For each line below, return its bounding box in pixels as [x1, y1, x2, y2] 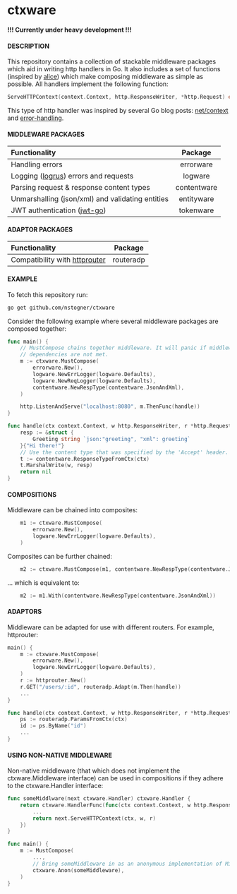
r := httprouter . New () [20, 677, 87, 684]
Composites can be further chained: [7, 552, 113, 560]
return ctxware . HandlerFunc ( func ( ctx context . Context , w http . [20, 802, 210, 809]
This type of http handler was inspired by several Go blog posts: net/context [7, 107, 229, 115]
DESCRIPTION [7, 42, 50, 50]
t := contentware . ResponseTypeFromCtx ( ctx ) [20, 455, 150, 462]
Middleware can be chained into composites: [7, 506, 138, 514]
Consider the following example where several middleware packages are [7, 317, 219, 325]
